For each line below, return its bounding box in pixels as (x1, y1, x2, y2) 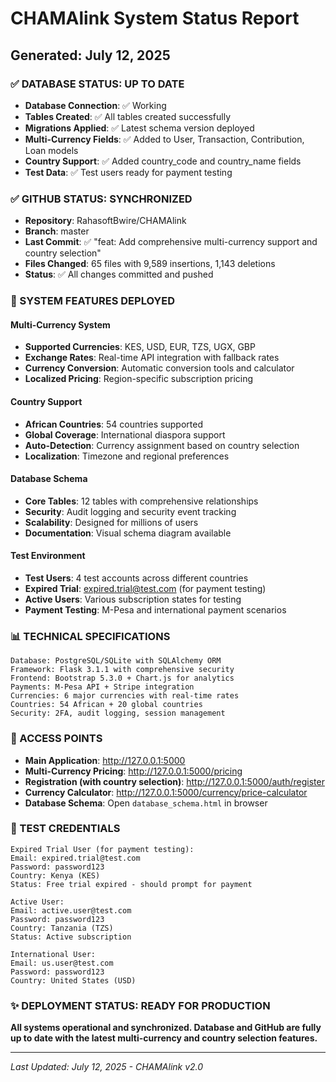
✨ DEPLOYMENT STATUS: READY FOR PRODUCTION (10, 998, 271, 1012)
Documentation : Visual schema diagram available (24, 527, 232, 539)
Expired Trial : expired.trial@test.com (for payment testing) (24, 582, 267, 594)
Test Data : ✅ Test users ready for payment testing (24, 166, 233, 178)
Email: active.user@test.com (10, 905, 132, 916)
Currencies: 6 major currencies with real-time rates (10, 691, 240, 701)
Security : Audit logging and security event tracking (24, 505, 237, 517)
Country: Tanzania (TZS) (10, 923, 114, 933)
